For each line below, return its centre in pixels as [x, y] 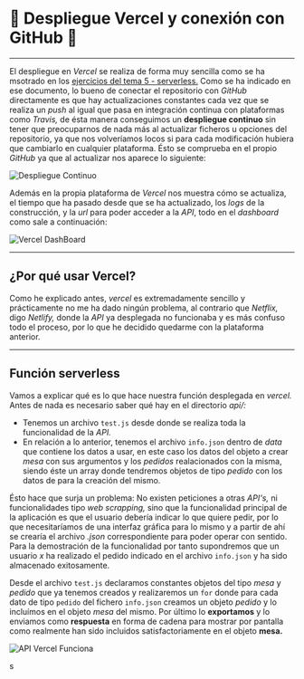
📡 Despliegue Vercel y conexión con [147, 19]
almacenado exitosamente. [60, 565]
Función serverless [65, 373]
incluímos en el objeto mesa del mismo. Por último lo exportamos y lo [140, 611]
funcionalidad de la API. [66, 432]
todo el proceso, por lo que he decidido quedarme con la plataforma [137, 327]
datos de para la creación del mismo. [91, 480]
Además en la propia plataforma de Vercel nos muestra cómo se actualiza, [148, 193]
